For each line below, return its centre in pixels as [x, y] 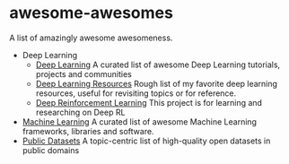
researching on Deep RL [80, 112]
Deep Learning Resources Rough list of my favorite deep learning [157, 83]
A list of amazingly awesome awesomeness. [91, 38]
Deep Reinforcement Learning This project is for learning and [149, 102]
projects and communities [83, 73]
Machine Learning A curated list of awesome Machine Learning [140, 121]
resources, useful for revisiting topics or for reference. [136, 93]
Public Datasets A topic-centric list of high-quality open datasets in [146, 141]
